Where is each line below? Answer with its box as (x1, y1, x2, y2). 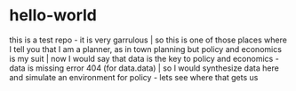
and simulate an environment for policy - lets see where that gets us (9, 72, 259, 82)
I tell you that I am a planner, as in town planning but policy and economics (9, 43, 283, 54)
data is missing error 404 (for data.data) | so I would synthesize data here (9, 63, 280, 73)
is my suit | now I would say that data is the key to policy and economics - (9, 53, 280, 64)
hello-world (9, 5, 98, 26)
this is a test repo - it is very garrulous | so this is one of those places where (9, 34, 287, 45)
